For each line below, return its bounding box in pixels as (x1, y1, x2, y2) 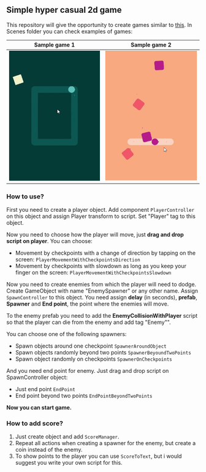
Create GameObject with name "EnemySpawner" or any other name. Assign (6, 287, 198, 294)
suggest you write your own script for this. (15, 459, 123, 466)
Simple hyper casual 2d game (6, 5, 122, 15)
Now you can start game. (6, 403, 72, 411)
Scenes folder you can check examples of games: (6, 28, 133, 35)
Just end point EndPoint (15, 385, 75, 392)
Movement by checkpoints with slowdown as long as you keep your (15, 262, 187, 269)
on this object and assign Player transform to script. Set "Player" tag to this (6, 212, 196, 220)
